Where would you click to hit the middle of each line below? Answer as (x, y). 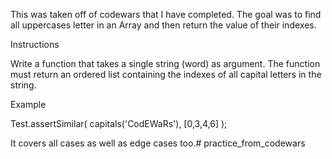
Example (28, 104)
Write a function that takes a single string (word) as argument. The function (165, 63)
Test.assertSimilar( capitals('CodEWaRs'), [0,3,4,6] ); (119, 123)
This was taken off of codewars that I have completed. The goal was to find (166, 14)
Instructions (35, 44)
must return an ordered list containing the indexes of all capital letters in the (166, 74)
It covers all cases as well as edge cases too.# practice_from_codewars (158, 143)
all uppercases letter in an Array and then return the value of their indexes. (163, 25)
